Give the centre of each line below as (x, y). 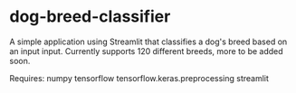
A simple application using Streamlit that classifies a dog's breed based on (148, 42)
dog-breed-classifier (90, 17)
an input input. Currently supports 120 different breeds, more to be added (146, 51)
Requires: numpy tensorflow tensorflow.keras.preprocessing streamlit (139, 78)
